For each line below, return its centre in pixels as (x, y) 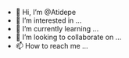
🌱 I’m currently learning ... (57, 29)
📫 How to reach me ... (52, 46)
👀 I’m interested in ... (48, 20)
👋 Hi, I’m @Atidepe (46, 12)
